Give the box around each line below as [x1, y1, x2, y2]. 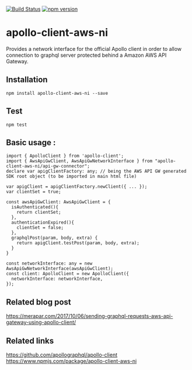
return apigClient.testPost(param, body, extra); [16, 240, 140, 246]
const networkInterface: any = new [6, 261, 93, 266]
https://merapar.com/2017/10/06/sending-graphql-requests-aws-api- [6, 313, 173, 320]
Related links [6, 335, 54, 345]
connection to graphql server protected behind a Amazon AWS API [6, 52, 167, 59]
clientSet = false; [16, 225, 64, 231]
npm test [6, 122, 27, 128]
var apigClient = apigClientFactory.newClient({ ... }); [6, 184, 148, 190]
